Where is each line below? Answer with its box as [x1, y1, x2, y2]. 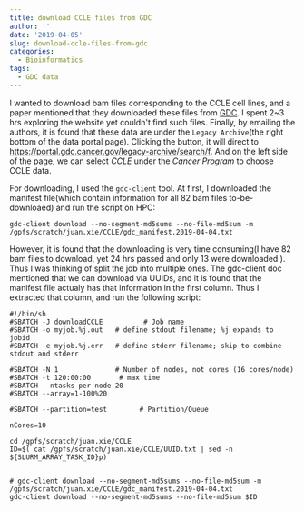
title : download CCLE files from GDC [9, 13, 152, 23]
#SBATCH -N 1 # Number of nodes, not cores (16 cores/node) [9, 365, 295, 374]
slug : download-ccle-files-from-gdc [9, 38, 148, 48]
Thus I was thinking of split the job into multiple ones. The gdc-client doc [9, 263, 283, 274]
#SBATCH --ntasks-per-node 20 [9, 381, 124, 390]
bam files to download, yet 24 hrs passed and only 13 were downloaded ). [9, 253, 286, 264]
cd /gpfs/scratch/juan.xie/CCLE [9, 436, 132, 446]
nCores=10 [9, 420, 47, 430]
